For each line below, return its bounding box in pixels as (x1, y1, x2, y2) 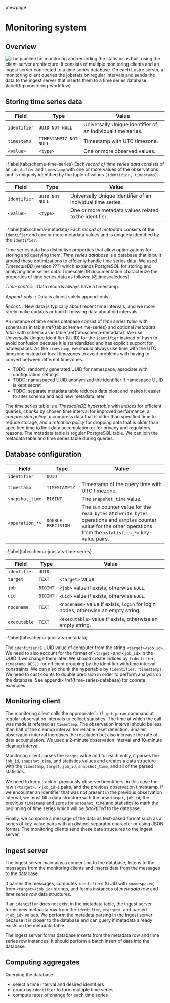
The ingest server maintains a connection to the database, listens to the (5, 860, 155, 866)
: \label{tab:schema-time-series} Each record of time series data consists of (5, 160, 164, 167)
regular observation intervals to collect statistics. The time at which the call (5, 716, 162, 722)
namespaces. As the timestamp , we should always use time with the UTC (5, 345, 157, 351)
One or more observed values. (83, 147, 156, 154)
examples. (5, 682, 27, 688)
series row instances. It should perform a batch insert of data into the (5, 938, 150, 944)
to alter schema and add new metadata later (12, 393, 105, 399)
